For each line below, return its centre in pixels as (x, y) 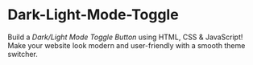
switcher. (23, 54)
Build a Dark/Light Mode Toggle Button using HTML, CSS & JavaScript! (125, 37)
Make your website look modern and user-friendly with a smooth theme (126, 45)
